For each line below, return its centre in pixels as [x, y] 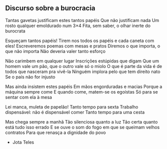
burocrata [15, 31]
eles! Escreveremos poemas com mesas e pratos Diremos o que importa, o [83, 46]
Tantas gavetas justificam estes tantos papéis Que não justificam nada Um [82, 20]
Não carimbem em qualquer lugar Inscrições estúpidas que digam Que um [82, 61]
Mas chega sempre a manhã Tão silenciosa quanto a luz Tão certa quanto [81, 121]
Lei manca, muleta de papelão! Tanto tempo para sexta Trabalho [72, 106]
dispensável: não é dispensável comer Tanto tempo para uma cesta [75, 112]
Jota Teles [23, 142]
